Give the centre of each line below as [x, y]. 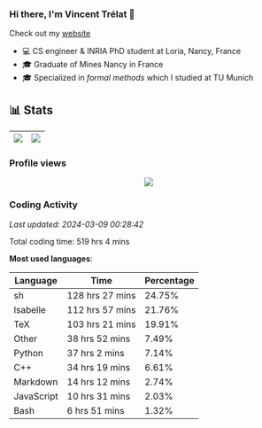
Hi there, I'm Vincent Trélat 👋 [72, 14]
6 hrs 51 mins [96, 410]
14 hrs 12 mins [99, 382]
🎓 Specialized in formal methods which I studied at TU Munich [138, 78]
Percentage [170, 280]
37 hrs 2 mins [96, 353]
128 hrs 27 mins [101, 295]
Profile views [38, 163]
